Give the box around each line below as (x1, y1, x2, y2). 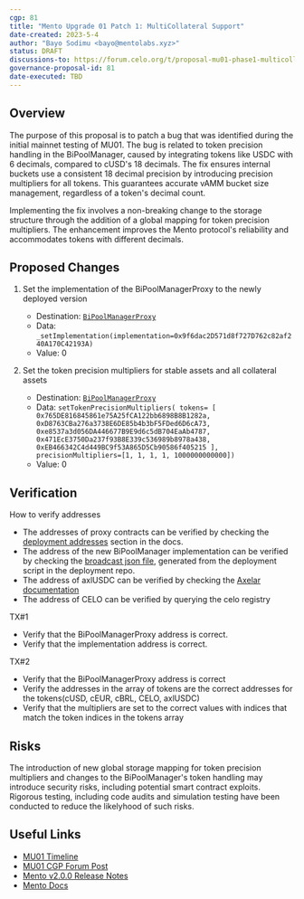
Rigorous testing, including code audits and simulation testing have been (9, 791, 280, 801)
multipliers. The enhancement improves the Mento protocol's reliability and (9, 223, 290, 235)
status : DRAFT (9, 47, 63, 56)
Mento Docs (22, 879, 69, 891)
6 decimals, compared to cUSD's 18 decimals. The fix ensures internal (9, 158, 271, 169)
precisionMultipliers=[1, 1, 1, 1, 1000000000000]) (35, 451, 235, 460)
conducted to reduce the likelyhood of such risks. (9, 801, 195, 811)
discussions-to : (9, 55, 71, 64)
